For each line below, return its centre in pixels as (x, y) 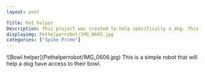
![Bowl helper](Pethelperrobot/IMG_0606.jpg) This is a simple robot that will (102, 57)
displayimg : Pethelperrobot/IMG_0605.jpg (60, 34)
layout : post (23, 12)
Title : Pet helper (30, 23)
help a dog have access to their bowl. (54, 64)
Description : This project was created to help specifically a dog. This (103, 29)
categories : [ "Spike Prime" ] (44, 40)
